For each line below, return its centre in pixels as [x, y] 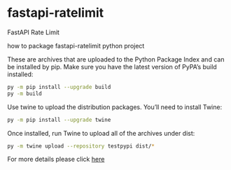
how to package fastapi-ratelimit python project [76, 45]
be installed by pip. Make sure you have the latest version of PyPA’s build [112, 66]
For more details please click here [56, 160]
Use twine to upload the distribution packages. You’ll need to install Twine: [115, 107]
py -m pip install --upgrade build [59, 87]
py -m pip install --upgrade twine [59, 120]
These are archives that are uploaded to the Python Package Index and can [116, 59]
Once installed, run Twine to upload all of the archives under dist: [101, 133]
